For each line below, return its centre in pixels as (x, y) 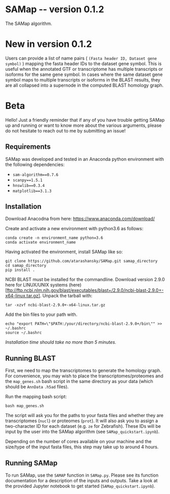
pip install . (20, 270)
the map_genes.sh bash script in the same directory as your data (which (79, 381)
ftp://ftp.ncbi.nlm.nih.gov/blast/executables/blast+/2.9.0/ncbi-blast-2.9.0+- (85, 290)
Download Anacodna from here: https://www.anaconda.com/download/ (80, 219)
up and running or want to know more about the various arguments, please (83, 125)
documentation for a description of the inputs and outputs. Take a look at (81, 481)
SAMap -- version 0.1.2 (55, 9)
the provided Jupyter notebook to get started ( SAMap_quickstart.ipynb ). (80, 486)
